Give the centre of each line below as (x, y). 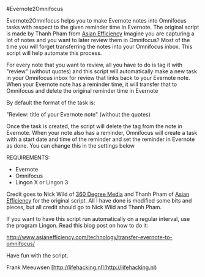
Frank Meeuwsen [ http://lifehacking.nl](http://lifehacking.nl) (82, 267)
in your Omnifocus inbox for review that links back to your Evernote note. (99, 78)
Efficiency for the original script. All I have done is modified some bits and (99, 200)
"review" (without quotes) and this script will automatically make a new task (102, 71)
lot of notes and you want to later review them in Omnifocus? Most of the (98, 40)
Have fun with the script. (37, 255)
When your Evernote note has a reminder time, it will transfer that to (92, 84)
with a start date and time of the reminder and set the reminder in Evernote (101, 139)
